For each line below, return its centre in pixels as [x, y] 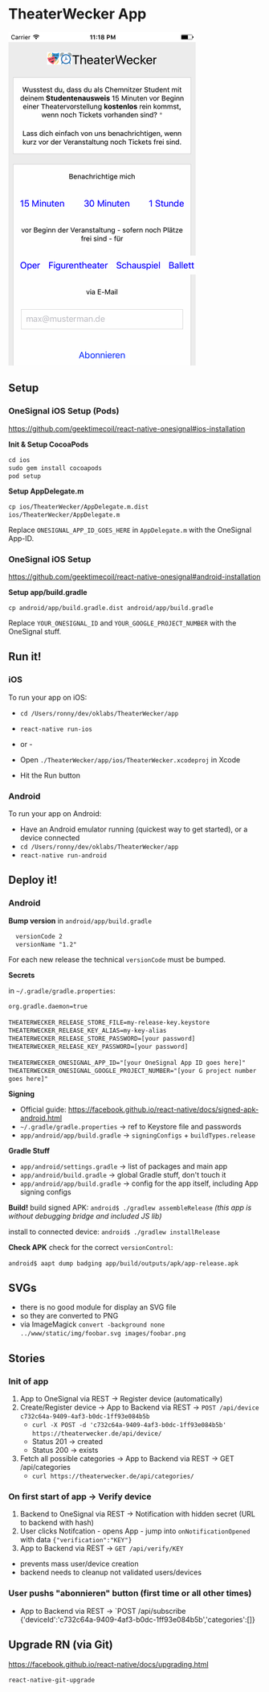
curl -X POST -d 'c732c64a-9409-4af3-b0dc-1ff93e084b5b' [129, 1426]
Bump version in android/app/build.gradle [80, 920]
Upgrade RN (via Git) [61, 1645]
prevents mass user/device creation [79, 1564]
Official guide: [43, 1109]
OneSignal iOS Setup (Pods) [64, 411]
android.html [41, 1118]
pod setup [25, 476]
